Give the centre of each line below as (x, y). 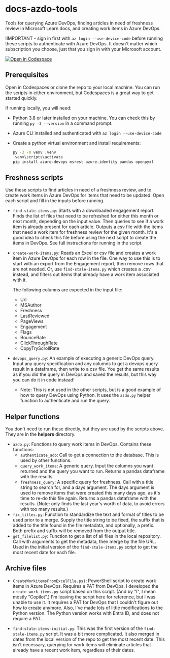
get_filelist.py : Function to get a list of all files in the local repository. (87, 536)
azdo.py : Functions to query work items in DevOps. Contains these (82, 444)
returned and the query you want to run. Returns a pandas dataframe (92, 471)
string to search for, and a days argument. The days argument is (87, 487)
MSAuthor (31, 305)
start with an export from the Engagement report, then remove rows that (88, 264)
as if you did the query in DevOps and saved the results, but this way (84, 374)
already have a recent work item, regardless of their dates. (74, 650)
